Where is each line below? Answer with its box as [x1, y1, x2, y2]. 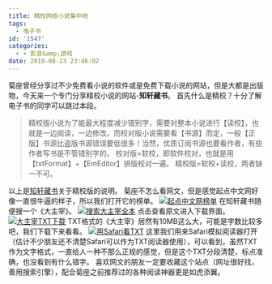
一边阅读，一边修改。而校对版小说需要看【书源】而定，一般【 [42, 127, 249, 138]
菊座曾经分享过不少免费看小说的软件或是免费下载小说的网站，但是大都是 [8, 80, 249, 90]
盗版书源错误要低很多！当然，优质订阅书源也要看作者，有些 [63, 138, 263, 148]
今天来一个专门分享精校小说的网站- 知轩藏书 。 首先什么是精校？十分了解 [22, 90, 262, 100]
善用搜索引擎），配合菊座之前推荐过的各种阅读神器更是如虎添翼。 [8, 267, 225, 277]
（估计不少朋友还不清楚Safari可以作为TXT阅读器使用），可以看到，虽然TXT [8, 236, 257, 246]
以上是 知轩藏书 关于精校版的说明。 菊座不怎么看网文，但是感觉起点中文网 [8, 186, 252, 196]
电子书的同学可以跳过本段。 [8, 101, 101, 110]
